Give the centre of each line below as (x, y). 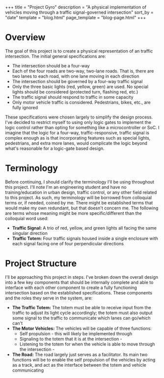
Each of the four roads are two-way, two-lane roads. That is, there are (83, 71)
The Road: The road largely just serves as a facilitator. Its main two (80, 354)
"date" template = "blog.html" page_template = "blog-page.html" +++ (76, 17)
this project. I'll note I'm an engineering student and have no (66, 187)
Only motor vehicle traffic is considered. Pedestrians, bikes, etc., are (81, 102)
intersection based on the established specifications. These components (79, 292)
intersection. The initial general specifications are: (56, 56)
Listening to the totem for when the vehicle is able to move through (87, 344)
